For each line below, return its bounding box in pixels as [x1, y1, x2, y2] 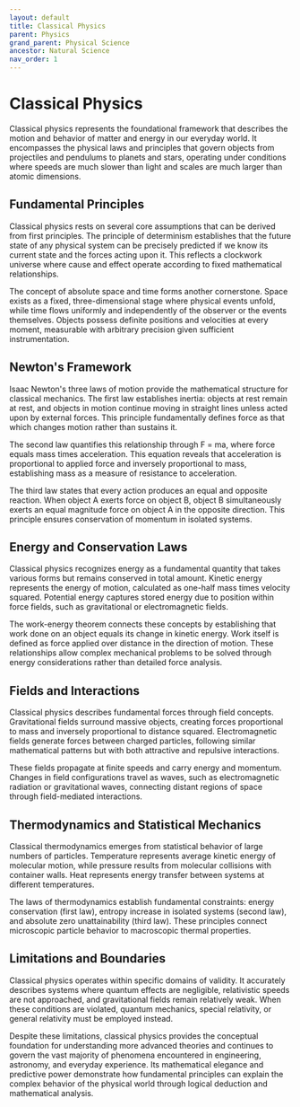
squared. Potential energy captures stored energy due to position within [9, 592, 275, 602]
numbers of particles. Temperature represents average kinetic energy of [9, 850, 276, 861]
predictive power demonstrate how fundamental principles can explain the [9, 1068, 284, 1079]
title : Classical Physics [9, 22, 106, 31]
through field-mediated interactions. [9, 791, 143, 802]
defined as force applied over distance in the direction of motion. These [9, 638, 274, 649]
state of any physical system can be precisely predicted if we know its [9, 240, 269, 250]
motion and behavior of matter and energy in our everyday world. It [9, 132, 257, 144]
